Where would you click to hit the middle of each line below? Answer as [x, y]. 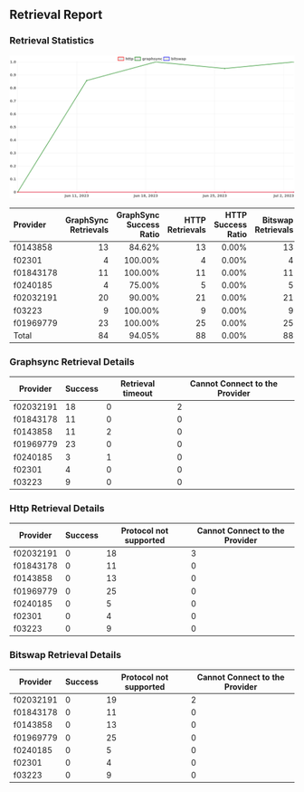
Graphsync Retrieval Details [72, 361]
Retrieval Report [56, 15]
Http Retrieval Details [57, 508]
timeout [138, 394]
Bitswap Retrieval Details [66, 654]
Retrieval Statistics [52, 41]
